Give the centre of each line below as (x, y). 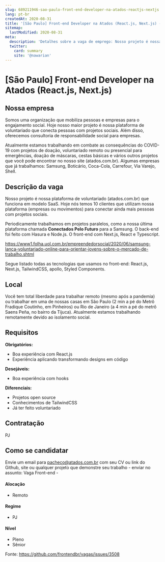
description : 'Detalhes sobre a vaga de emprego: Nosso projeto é (79, 42)
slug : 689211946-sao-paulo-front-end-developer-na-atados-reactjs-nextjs (82, 10)
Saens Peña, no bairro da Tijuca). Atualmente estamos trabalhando (73, 312)
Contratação (25, 423)
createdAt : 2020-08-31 (28, 19)
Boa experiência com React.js (42, 354)
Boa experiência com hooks (40, 378)
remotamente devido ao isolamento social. (48, 317)
